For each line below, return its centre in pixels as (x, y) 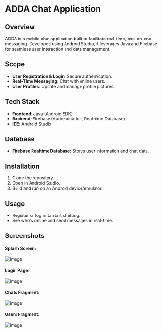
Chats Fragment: (22, 292)
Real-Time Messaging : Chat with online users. (59, 81)
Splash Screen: (21, 248)
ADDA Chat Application (53, 9)
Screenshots (25, 236)
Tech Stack (22, 102)
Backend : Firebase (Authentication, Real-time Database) (68, 118)
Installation (22, 166)
